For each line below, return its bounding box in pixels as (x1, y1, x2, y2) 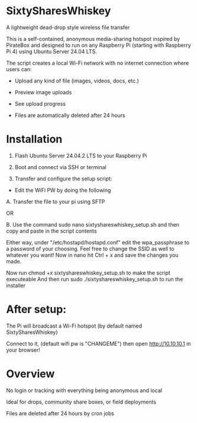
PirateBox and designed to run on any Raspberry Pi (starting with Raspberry (6, 42, 191, 49)
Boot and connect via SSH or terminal (14, 163, 106, 170)
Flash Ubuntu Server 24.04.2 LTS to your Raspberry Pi (14, 152, 147, 159)
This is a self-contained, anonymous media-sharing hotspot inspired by (6, 35, 180, 42)
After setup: (6, 303, 67, 316)
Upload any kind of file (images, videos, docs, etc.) (14, 77, 139, 84)
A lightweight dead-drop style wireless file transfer (6, 24, 130, 31)
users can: (6, 65, 32, 72)
